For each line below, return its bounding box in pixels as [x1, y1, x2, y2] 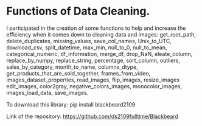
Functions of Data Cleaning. [6, 4, 150, 18]
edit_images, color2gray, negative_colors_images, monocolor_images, [6, 82, 183, 89]
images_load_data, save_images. [6, 89, 89, 96]
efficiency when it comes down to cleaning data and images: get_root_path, [6, 30, 197, 38]
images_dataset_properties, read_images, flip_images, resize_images [6, 76, 180, 83]
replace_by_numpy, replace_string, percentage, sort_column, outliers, [6, 57, 181, 64]
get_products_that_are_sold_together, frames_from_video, [6, 69, 151, 77]
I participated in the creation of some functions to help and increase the [6, 24, 186, 32]
